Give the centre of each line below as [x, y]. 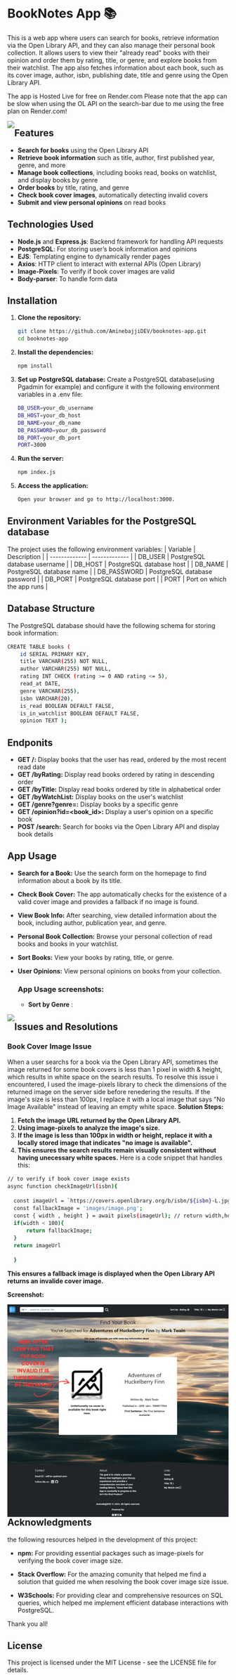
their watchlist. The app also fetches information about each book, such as [116, 67]
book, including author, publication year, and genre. [92, 923]
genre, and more [41, 165]
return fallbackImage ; [59, 1231]
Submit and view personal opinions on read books [92, 202]
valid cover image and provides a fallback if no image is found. [108, 901]
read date [31, 767]
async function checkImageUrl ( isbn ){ [63, 1186]
